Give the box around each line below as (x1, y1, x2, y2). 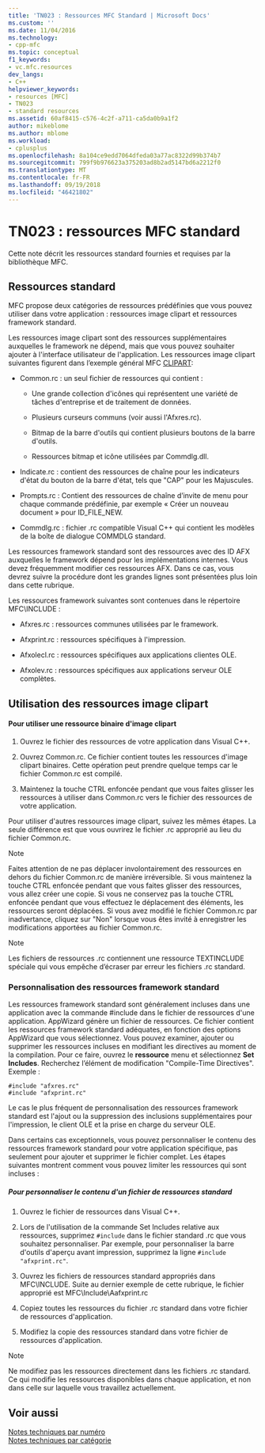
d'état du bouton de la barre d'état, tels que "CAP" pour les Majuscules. (19, 476, 254, 485)
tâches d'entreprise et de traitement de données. (31, 397, 191, 407)
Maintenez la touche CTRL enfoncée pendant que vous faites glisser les (19, 784, 255, 793)
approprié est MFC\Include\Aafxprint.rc (19, 1288, 149, 1298)
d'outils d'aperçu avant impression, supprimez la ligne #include (19, 1248, 227, 1257)
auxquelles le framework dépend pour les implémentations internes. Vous (8, 555, 248, 565)
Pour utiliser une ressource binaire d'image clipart (8, 719, 176, 728)
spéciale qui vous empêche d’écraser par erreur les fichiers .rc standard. (8, 961, 245, 971)
